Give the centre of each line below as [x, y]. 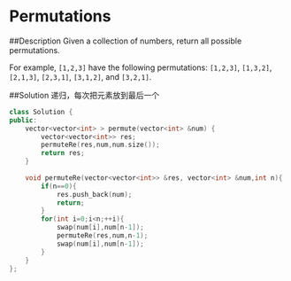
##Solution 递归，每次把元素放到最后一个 [84, 95]
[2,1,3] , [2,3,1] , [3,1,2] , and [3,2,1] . [80, 76]
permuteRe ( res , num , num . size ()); [101, 145]
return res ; [63, 153]
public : [23, 120]
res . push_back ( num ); [94, 194]
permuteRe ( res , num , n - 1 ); [102, 236]
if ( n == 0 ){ [59, 186]
